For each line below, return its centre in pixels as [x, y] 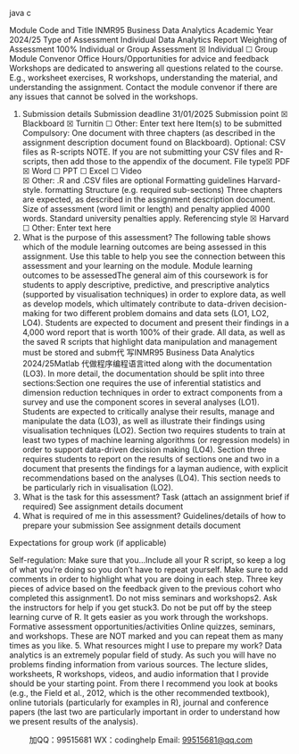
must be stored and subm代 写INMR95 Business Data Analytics [138, 352]
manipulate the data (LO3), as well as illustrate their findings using [144, 421]
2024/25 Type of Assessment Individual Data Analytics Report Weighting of [148, 40]
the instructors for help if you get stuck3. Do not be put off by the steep [141, 607]
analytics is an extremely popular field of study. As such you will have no [143, 655]
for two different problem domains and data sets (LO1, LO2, [160, 313]
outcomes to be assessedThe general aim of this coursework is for [145, 275]
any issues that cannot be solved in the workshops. [104, 96]
